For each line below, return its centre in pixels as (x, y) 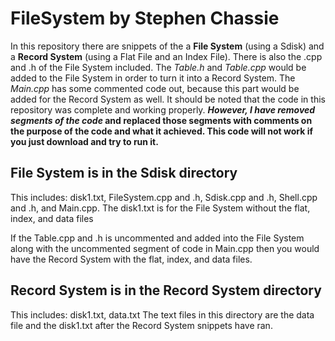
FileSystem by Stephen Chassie (145, 18)
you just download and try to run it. (84, 141)
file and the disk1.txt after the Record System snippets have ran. (141, 325)
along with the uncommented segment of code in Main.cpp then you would (165, 248)
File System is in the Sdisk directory (124, 173)
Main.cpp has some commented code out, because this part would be (155, 88)
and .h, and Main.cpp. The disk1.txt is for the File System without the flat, (160, 208)
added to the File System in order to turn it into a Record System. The (153, 78)
